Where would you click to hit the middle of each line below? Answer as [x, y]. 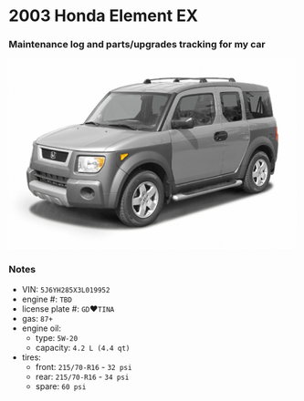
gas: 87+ [37, 318]
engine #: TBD [47, 299]
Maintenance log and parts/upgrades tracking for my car [137, 45]
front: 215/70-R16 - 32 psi [84, 366]
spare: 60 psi [61, 386]
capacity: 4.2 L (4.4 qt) [83, 347]
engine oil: [41, 328]
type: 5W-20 [57, 337]
